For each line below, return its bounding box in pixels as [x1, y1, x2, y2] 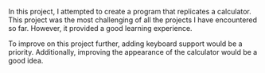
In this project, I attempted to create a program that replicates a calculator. [8, 7, 252, 16]
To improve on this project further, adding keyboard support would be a [8, 39, 243, 48]
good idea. [8, 56, 44, 65]
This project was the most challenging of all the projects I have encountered [8, 15, 257, 25]
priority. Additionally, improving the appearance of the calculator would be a [8, 48, 258, 56]
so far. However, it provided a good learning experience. [8, 24, 193, 33]
